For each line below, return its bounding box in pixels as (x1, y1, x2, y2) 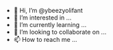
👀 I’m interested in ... (13, 14, 72, 22)
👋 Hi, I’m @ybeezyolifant (13, 7, 84, 14)
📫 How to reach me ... (13, 36, 77, 43)
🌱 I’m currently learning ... (13, 21, 87, 28)
